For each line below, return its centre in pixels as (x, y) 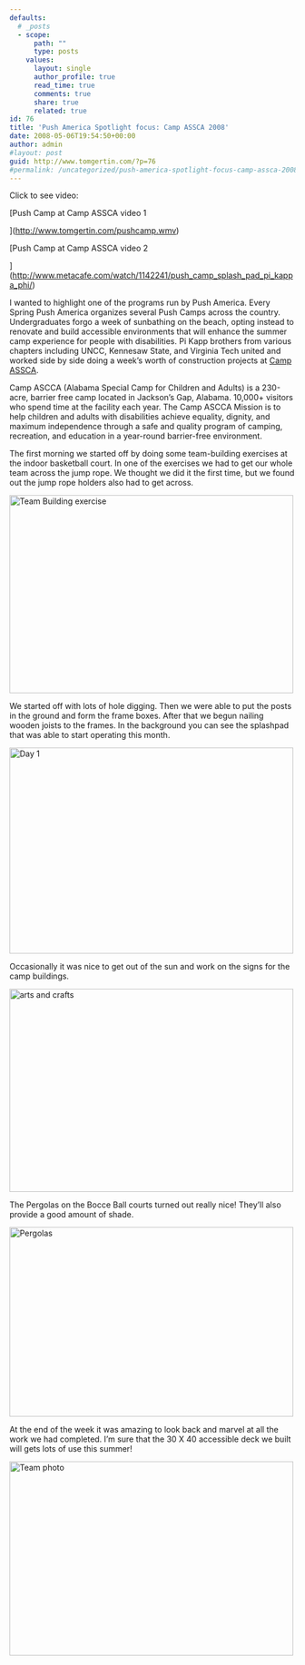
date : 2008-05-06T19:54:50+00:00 (73, 136)
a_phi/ (21, 285)
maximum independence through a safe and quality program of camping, (146, 427)
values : (40, 60)
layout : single (62, 69)
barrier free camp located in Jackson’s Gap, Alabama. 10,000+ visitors (162, 398)
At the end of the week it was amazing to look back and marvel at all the (144, 1430)
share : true (56, 102)
